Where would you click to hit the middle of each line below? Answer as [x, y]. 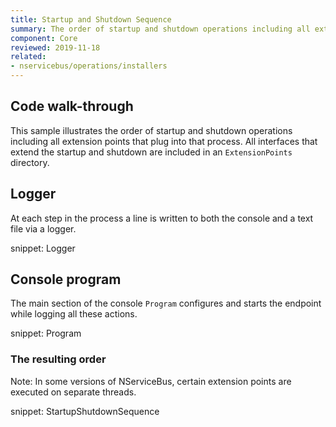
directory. [30, 162]
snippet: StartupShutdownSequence [85, 411]
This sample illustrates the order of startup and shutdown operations [151, 130]
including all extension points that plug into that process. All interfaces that [164, 141]
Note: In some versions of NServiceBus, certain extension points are [151, 381]
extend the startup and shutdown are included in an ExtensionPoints [151, 152]
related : [28, 57]
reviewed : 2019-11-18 [55, 47]
